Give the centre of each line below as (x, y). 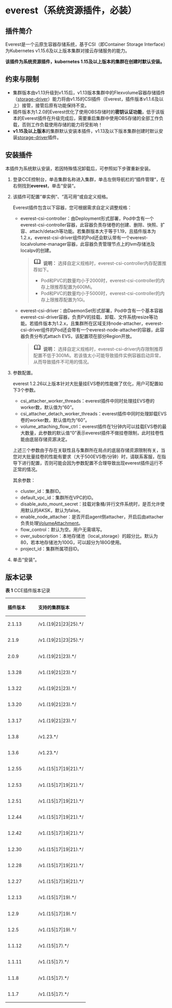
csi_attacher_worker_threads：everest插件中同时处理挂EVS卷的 (87, 401)
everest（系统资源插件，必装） (71, 10)
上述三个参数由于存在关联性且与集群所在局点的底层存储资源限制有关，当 (89, 450)
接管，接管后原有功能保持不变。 (56, 105)
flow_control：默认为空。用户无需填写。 (62, 529)
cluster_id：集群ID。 (42, 491)
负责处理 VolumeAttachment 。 (52, 523)
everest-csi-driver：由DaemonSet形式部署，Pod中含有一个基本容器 (92, 310)
